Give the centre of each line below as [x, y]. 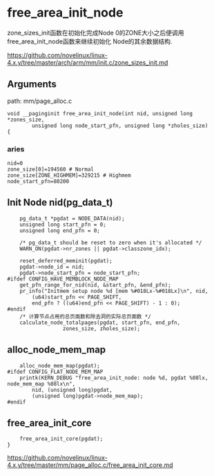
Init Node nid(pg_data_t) [60, 203]
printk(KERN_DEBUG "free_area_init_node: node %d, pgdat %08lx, [114, 378]
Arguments [32, 84]
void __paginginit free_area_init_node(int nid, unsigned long [100, 113]
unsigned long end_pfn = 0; [60, 230]
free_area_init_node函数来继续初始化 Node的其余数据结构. [90, 41]
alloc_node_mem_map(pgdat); [60, 365]
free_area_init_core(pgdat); [61, 439]
